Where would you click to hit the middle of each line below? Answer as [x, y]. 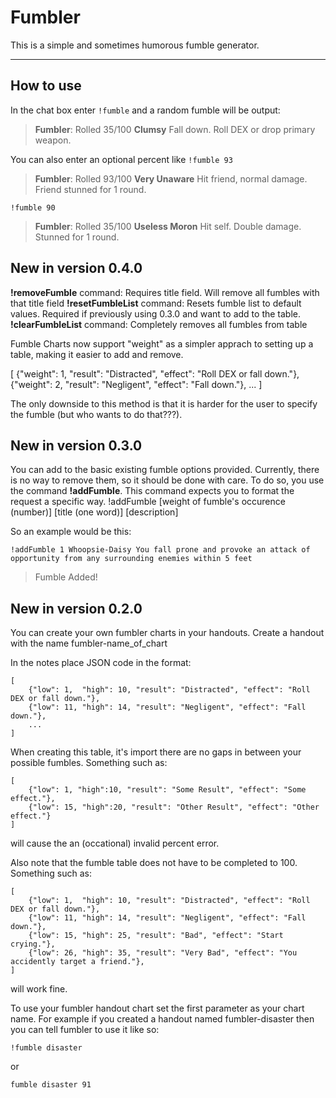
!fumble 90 [33, 207]
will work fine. [39, 989]
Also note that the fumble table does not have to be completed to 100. [154, 863]
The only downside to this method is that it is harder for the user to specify [164, 403]
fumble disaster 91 [51, 1085]
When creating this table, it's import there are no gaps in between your [156, 752]
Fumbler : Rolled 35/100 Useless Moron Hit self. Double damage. [168, 226]
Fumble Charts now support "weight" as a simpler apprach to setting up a [162, 343]
